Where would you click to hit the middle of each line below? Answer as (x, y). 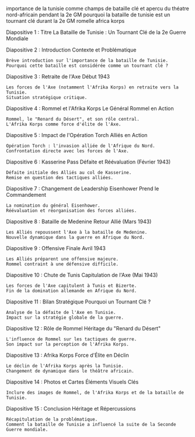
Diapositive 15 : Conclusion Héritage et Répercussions (71, 409)
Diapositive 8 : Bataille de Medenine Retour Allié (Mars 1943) (79, 221)
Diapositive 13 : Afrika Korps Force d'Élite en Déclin (68, 355)
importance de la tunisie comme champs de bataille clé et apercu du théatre (98, 8)
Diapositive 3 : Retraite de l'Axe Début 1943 (58, 76)
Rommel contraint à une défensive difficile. (62, 264)
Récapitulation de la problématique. (52, 419)
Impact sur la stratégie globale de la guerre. (65, 317)
